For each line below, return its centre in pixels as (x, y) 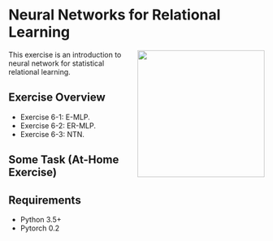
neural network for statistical (56, 63)
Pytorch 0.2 (39, 228)
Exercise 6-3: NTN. (52, 134)
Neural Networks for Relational (115, 15)
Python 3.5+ (41, 219)
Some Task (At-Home (64, 160)
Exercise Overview (57, 98)
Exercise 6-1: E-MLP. (55, 117)
